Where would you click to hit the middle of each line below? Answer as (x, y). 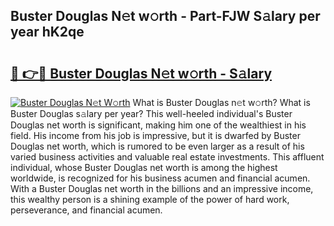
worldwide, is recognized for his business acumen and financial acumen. (160, 178)
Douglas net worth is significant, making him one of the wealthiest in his (158, 125)
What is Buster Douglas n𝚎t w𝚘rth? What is (221, 102)
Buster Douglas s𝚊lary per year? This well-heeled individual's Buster (151, 113)
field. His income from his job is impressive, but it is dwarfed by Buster (155, 135)
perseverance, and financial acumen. (86, 210)
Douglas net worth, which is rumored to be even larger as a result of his (157, 146)
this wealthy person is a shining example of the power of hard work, (150, 199)
